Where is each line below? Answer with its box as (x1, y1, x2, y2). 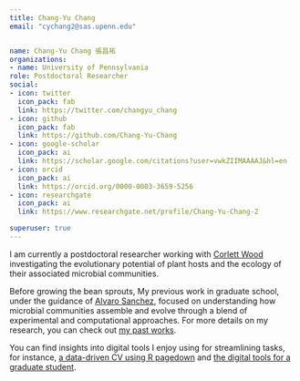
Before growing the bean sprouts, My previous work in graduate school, (9, 285, 280, 296)
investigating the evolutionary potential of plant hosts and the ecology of (9, 258, 282, 269)
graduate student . (9, 361, 77, 372)
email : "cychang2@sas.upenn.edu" (9, 22, 137, 31)
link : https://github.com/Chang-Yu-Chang (17, 131, 178, 140)
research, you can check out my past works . (9, 324, 177, 335)
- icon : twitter (9, 88, 71, 98)
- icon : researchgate (9, 190, 92, 200)
